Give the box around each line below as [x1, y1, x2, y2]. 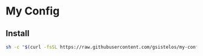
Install [5, 28, 30, 39]
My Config [5, 4, 60, 18]
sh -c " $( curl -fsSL [5, 44, 58, 50]
